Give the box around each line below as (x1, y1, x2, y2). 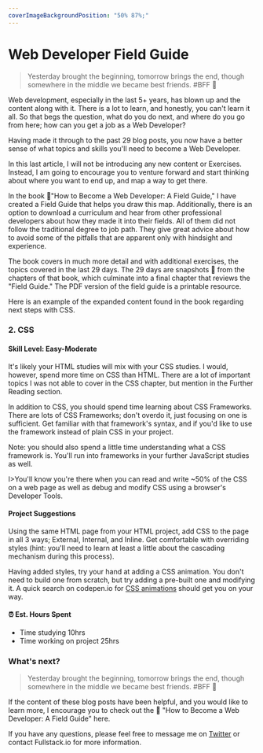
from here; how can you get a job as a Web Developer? (8, 120, 186, 130)
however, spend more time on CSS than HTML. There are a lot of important (8, 370, 251, 379)
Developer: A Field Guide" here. (8, 714, 111, 724)
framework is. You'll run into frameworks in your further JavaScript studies (8, 450, 250, 460)
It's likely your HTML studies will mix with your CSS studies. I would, (8, 361, 229, 371)
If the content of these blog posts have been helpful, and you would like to (8, 697, 249, 707)
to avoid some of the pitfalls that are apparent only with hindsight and (8, 233, 233, 242)
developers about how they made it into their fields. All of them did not (8, 216, 236, 225)
